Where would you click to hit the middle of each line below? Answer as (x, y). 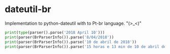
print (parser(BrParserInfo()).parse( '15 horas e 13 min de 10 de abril (82, 46)
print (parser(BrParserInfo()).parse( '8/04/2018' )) (59, 37)
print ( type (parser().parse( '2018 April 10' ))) (55, 32)
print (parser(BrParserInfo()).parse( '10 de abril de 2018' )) (71, 42)
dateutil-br (28, 9)
